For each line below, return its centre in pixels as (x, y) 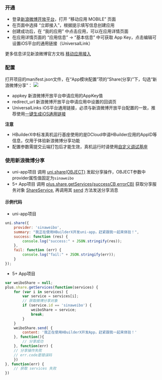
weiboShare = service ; (54, 310)
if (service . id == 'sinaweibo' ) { (57, 305)
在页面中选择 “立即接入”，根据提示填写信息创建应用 (63, 25)
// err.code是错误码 (33, 355)
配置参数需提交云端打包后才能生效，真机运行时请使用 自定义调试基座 (80, 146)
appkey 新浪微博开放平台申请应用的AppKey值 (57, 95)
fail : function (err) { (38, 250)
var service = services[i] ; (51, 296)
